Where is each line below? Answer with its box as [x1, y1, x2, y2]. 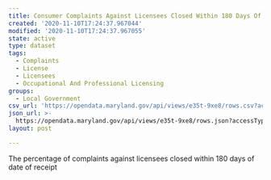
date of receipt [8, 162, 58, 172]
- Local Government [15, 94, 81, 103]
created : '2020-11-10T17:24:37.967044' [8, 19, 143, 27]
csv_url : [8, 102, 38, 110]
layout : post [8, 124, 52, 132]
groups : [8, 86, 35, 95]
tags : [8, 49, 27, 57]
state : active [8, 34, 56, 43]
